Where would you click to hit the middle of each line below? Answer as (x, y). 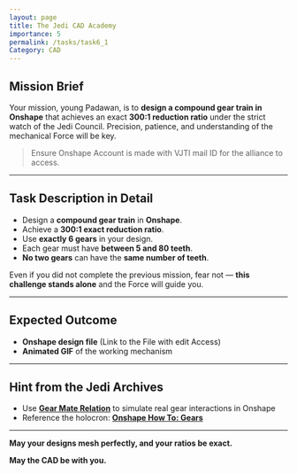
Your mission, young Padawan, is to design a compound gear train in (136, 107)
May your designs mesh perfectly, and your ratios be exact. (121, 443)
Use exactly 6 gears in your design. (87, 238)
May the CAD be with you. (58, 461)
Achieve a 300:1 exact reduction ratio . (93, 229)
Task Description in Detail (81, 199)
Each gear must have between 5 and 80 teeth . (107, 248)
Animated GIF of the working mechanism (97, 351)
